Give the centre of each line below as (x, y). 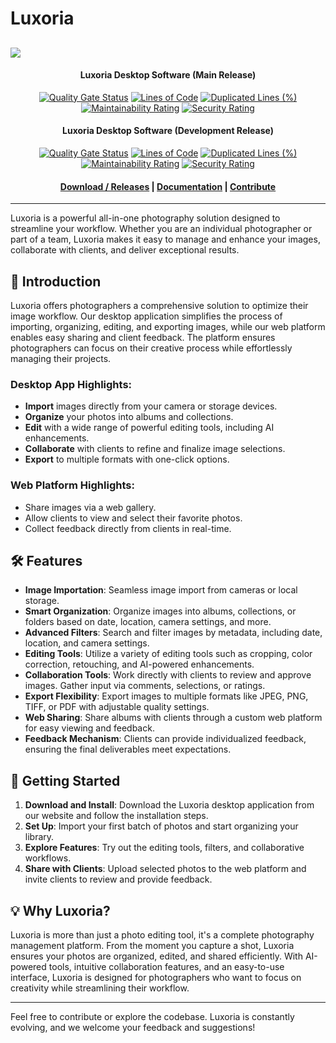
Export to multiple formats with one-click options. (127, 459)
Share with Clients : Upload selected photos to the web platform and (165, 869)
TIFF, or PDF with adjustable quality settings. (117, 707)
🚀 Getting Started (65, 780)
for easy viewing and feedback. (89, 728)
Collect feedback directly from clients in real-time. (128, 528)
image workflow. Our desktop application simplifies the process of (146, 316)
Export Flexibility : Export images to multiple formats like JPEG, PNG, (166, 696)
